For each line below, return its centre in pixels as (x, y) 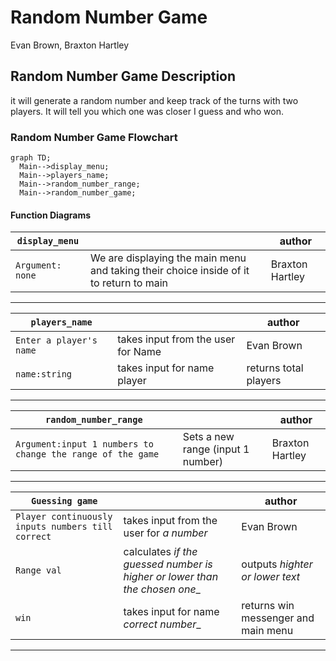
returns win (268, 606)
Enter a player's (56, 340)
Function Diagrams (51, 215)
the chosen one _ (162, 589)
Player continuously (64, 517)
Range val (38, 570)
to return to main (129, 283)
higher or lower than (171, 577)
